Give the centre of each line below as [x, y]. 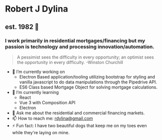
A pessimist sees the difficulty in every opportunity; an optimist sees [85, 57]
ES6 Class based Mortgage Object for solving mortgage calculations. [88, 87]
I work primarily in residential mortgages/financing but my [75, 41]
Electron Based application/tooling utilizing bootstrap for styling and [87, 77]
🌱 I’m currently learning [35, 92]
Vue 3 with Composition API [47, 102]
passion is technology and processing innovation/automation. [80, 47]
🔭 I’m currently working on [38, 72]
